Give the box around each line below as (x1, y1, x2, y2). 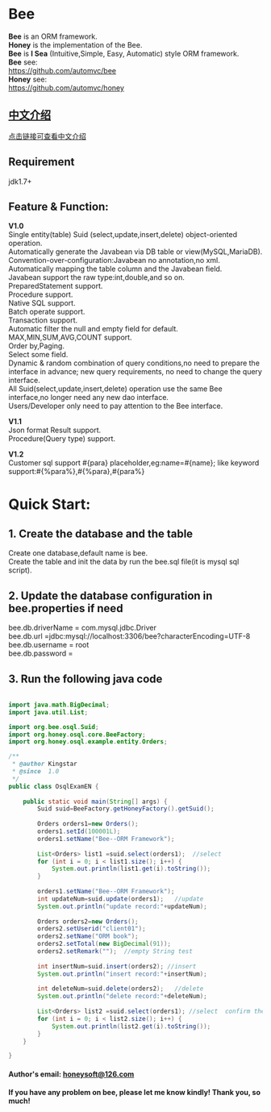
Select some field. (8, 350, 69, 360)
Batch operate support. (8, 307, 85, 317)
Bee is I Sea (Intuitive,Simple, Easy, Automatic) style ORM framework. (8, 48, 240, 58)
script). (8, 565, 32, 575)
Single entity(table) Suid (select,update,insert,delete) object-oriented (8, 230, 238, 239)
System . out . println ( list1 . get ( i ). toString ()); (51, 864, 211, 873)
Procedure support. (8, 289, 73, 299)
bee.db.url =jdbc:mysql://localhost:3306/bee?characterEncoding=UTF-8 (8, 631, 251, 641)
